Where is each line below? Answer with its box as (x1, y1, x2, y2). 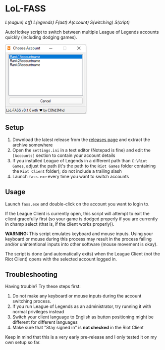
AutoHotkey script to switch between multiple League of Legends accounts (5, 29, 159, 35)
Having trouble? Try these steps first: (5, 283, 81, 290)
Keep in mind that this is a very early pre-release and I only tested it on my (5, 334, 157, 340)
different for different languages (12, 319, 78, 325)
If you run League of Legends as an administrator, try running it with (12, 303, 152, 309)
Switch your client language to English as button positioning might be (12, 314, 154, 320)
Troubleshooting (5, 270, 58, 279)
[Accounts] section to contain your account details (12, 152, 115, 158)
